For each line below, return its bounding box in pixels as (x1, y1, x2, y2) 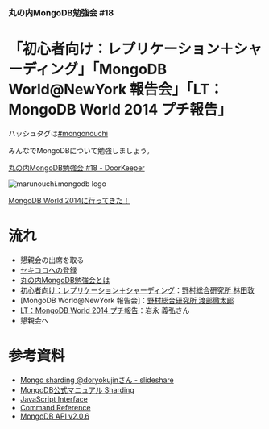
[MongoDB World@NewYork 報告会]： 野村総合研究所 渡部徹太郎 (19, 295, 234, 305)
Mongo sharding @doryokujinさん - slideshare (19, 375, 175, 385)
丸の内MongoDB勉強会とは (19, 275, 110, 285)
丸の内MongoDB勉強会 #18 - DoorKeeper (8, 163, 145, 173)
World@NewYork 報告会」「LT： (8, 81, 224, 98)
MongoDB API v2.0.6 (19, 411, 90, 421)
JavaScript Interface (19, 394, 89, 404)
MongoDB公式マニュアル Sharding (19, 385, 134, 394)
